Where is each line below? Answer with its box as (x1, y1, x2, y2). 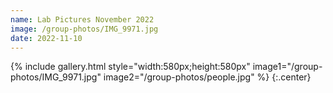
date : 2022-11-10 (10, 33, 83, 43)
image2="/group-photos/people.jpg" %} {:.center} (103, 71, 312, 83)
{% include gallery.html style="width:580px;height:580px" (10, 61, 251, 73)
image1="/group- (252, 61, 323, 73)
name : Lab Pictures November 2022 (10, 14, 155, 25)
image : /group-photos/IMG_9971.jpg (10, 24, 159, 34)
